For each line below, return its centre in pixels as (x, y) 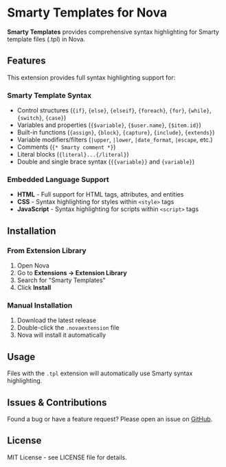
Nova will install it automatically (61, 335)
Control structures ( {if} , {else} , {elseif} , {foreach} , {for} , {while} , (114, 110)
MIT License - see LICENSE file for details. (67, 457)
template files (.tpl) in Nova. (46, 39)
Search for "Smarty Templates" (61, 280)
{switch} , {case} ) (42, 118)
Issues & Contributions (57, 403)
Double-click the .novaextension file (68, 328)
